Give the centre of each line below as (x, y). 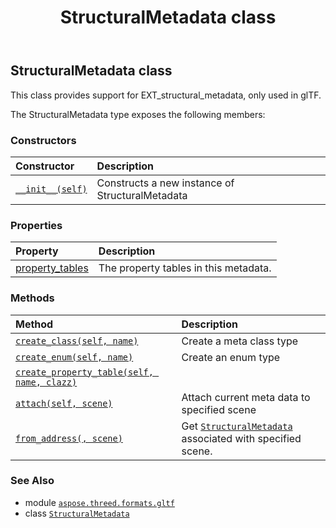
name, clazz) (46, 382)
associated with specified (241, 438)
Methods (32, 298)
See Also (32, 481)
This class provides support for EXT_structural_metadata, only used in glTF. (166, 95)
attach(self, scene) (64, 403)
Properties (36, 225)
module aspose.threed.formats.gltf (99, 502)
